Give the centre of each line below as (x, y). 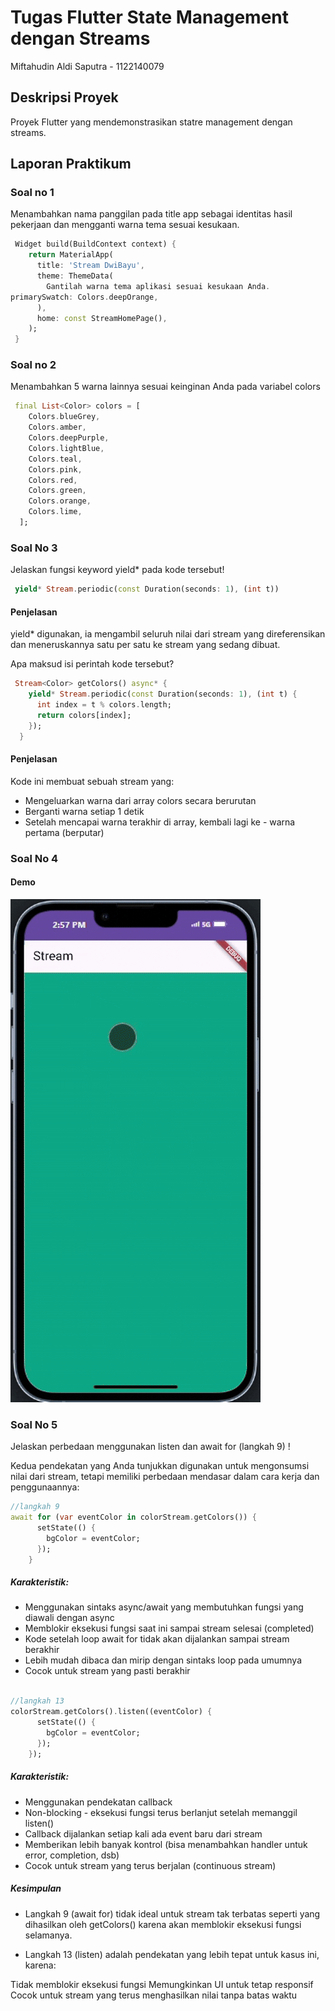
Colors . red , (53, 480)
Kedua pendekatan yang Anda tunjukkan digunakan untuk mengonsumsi (160, 1466)
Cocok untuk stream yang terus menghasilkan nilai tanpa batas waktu (154, 1995)
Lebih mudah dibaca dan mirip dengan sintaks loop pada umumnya (163, 1660)
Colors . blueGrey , (64, 417)
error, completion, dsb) (72, 1855)
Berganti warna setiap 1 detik (84, 811)
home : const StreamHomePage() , (102, 318)
